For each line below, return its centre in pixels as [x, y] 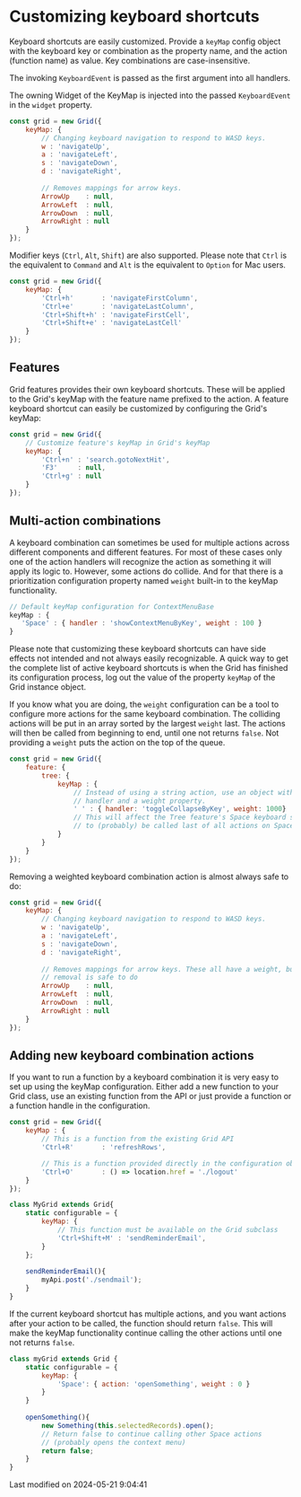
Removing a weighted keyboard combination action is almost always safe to [149, 876]
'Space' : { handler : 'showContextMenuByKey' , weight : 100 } [142, 623]
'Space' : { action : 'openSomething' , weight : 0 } [154, 1384]
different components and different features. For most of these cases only [146, 552]
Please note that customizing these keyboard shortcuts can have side [138, 649]
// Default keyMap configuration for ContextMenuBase [112, 607]
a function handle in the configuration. [80, 1105]
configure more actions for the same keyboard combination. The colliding [145, 714]
